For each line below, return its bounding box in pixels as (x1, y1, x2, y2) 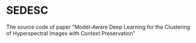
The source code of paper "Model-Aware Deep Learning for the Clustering (6, 23, 191, 30)
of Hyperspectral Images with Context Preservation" (6, 29, 136, 36)
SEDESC (6, 4, 49, 17)
